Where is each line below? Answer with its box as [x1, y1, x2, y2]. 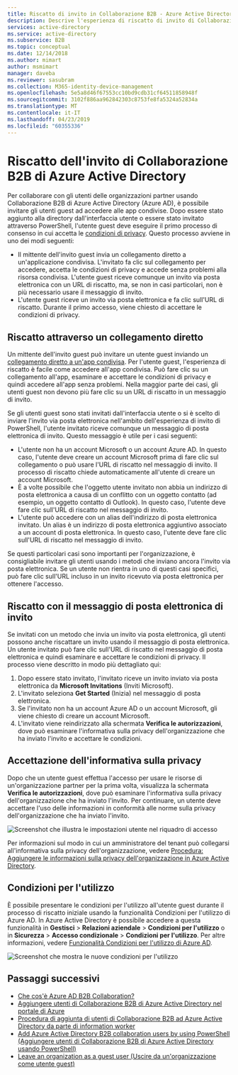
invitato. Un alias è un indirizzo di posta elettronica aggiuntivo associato [17, 520, 227, 529]
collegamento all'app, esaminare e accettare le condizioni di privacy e [7, 373, 211, 381]
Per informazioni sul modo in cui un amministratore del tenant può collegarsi [7, 838, 230, 847]
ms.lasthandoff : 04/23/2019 [7, 116, 91, 123]
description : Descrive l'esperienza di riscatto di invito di [7, 17, 195, 24]
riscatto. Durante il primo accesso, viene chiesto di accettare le [17, 303, 203, 312]
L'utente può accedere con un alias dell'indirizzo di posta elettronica [17, 513, 217, 522]
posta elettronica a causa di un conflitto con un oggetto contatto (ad [17, 491, 217, 499]
